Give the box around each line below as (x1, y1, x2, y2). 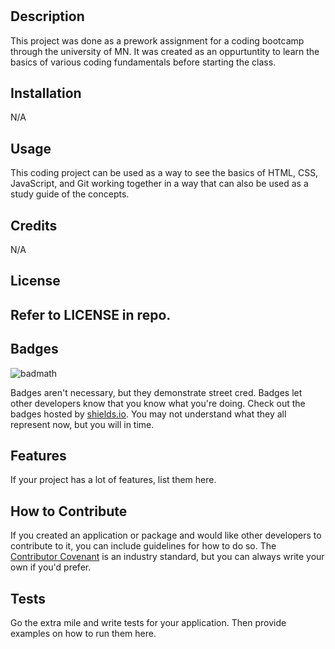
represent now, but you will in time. (10, 418, 155, 430)
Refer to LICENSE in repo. (10, 306, 172, 323)
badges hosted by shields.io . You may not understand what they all (10, 408, 287, 420)
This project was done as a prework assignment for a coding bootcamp (10, 34, 305, 47)
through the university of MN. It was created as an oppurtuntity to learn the (10, 45, 320, 57)
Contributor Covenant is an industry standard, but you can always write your (10, 551, 325, 563)
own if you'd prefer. (10, 561, 92, 573)
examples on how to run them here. (10, 628, 157, 640)
